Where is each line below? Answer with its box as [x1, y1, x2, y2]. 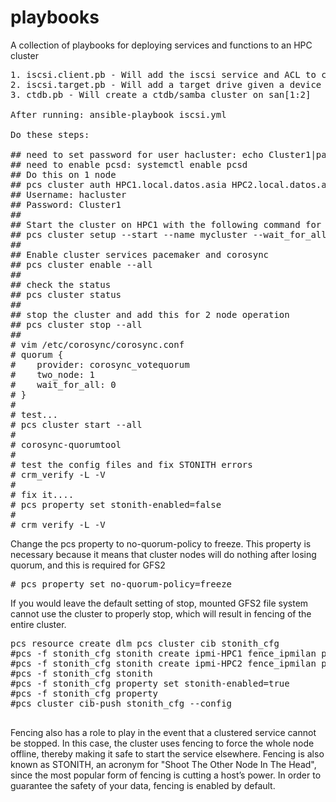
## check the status [10, 279, 112, 290]
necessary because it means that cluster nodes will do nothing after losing [10, 548, 317, 560]
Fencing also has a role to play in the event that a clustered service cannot [10, 726, 317, 738]
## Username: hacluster [10, 189, 127, 200]
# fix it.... [10, 489, 75, 500]
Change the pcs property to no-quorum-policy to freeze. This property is [10, 537, 312, 550]
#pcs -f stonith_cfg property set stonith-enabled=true [10, 677, 290, 689]
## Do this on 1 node [10, 169, 117, 180]
